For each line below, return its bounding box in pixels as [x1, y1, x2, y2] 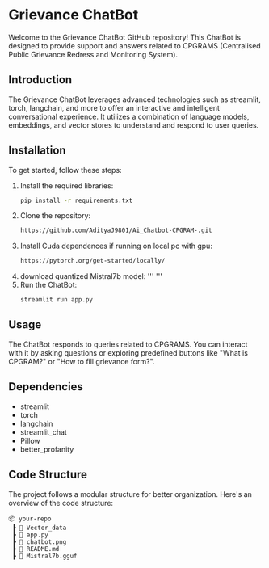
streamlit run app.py [19, 296, 93, 304]
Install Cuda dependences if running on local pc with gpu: [19, 241, 212, 251]
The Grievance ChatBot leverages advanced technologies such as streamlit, [8, 95, 261, 104]
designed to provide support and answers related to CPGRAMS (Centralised [8, 40, 261, 50]
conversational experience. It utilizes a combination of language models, [8, 111, 250, 121]
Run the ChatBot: [19, 280, 78, 290]
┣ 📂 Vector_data [11, 524, 67, 532]
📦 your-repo [8, 515, 52, 523]
